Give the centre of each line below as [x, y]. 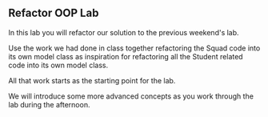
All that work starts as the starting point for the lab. [92, 80]
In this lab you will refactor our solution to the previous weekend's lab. [124, 32]
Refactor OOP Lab [54, 13]
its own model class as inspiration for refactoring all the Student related [126, 56]
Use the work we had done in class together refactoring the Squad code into [134, 48]
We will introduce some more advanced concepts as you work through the [131, 96]
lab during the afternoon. [49, 104]
